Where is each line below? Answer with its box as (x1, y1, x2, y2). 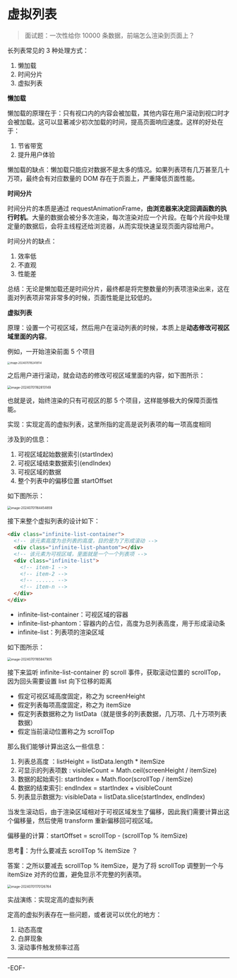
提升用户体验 (17, 150, 55, 159)
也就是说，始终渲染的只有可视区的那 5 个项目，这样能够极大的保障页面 (7, 396, 213, 405)
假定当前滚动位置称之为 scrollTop (17, 727, 115, 735)
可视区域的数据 (17, 467, 61, 477)
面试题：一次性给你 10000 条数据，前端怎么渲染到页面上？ (24, 31, 195, 40)
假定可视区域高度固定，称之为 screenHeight (17, 691, 146, 700)
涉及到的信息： (7, 435, 51, 443)
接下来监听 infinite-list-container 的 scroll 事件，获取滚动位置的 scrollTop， (7, 668, 224, 676)
